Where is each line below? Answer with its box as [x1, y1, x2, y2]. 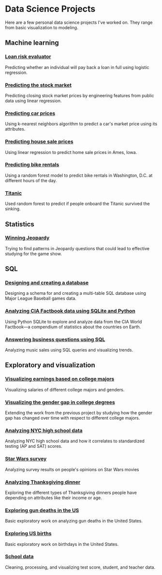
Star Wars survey [5, 456, 47, 462]
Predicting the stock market [5, 82, 72, 88]
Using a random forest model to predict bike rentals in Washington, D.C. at [5, 172, 153, 178]
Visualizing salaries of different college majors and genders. [5, 387, 125, 392]
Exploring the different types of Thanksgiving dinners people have [5, 490, 137, 495]
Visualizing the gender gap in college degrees [5, 399, 115, 406]
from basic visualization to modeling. [5, 24, 78, 30]
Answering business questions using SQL [5, 336, 105, 343]
